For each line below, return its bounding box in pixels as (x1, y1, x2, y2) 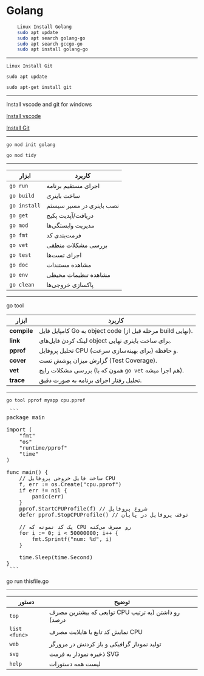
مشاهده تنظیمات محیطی (46, 271, 110, 279)
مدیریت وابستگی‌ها (46, 221, 95, 230)
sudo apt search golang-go (17, 35, 86, 41)
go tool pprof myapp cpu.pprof (6, 397, 86, 403)
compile (9, 327, 33, 335)
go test (9, 252, 32, 259)
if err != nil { (19, 487, 68, 494)
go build (9, 192, 35, 200)
